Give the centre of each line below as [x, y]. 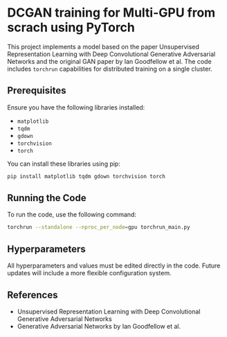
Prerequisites [37, 90]
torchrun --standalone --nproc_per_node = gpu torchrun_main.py [99, 227]
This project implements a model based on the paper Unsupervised [103, 46]
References [33, 295]
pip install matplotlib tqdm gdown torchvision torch [87, 176]
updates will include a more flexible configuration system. [89, 273]
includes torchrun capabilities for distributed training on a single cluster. [110, 69]
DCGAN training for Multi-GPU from [111, 13]
